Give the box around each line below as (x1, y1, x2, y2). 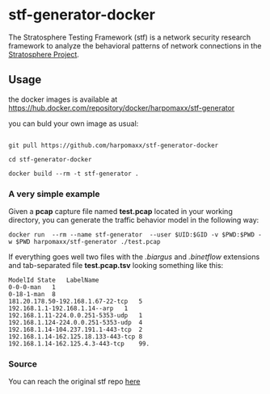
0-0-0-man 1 (8, 283, 57, 291)
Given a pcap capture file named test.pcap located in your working (8, 207, 233, 216)
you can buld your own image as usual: (8, 119, 139, 128)
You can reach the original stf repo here (8, 377, 141, 387)
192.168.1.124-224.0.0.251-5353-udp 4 (8, 319, 143, 327)
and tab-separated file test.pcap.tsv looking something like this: (8, 261, 224, 270)
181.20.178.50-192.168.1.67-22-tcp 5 (8, 297, 143, 306)
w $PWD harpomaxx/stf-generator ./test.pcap (8, 238, 161, 246)
